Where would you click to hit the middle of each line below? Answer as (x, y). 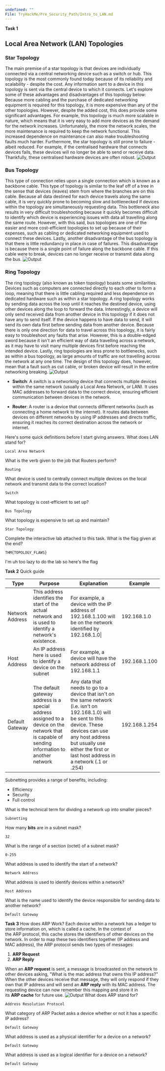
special (41, 706)
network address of (93, 664)
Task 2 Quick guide (25, 571)
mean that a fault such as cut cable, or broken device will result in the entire (82, 366)
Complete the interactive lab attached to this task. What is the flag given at (81, 538)
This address (48, 591)
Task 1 (12, 28)
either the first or (90, 749)
